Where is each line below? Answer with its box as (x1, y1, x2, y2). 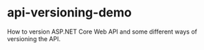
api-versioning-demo (7, 5, 132, 21)
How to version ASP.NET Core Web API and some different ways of (7, 27, 198, 36)
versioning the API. (7, 34, 61, 42)
